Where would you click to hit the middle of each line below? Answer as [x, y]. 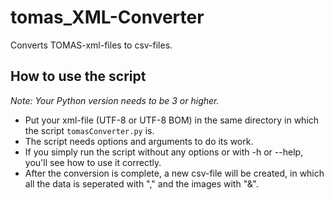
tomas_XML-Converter [107, 17]
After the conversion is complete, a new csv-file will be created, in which [174, 173]
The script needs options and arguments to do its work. [139, 141]
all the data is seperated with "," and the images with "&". [141, 183]
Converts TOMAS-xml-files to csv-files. [91, 45]
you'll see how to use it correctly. [93, 162]
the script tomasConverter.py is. [89, 130]
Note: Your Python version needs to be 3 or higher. [115, 100]
